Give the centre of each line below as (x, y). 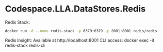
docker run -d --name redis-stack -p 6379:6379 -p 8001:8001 (68, 31)
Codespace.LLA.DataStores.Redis (75, 9)
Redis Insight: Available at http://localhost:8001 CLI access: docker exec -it (80, 40)
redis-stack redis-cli (25, 45)
